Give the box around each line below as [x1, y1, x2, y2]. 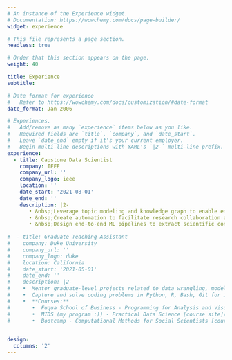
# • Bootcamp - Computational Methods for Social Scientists [7, 317, 209, 324]
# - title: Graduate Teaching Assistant [7, 233, 128, 241]
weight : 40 [7, 61, 39, 68]
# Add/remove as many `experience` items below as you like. [7, 124, 193, 132]
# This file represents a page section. [7, 35, 126, 42]
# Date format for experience [7, 92, 95, 99]
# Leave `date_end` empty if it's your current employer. [7, 137, 184, 144]
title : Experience [7, 73, 60, 80]
